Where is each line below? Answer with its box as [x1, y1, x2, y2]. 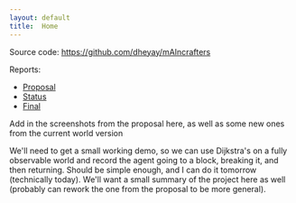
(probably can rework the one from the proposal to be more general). [9, 183, 266, 194]
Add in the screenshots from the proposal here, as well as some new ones [9, 118, 285, 129]
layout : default [9, 13, 70, 23]
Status [22, 91, 47, 102]
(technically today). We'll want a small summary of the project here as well [9, 173, 286, 185]
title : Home [9, 22, 59, 31]
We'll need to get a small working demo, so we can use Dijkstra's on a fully [9, 145, 288, 156]
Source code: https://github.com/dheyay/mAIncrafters [9, 46, 211, 57]
